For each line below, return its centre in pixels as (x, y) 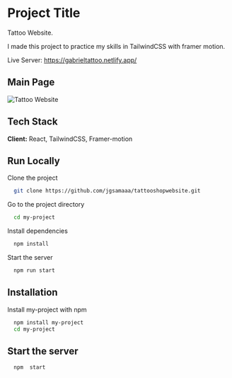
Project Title (44, 13)
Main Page (31, 82)
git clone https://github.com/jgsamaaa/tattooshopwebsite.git (107, 191)
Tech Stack (33, 122)
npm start (30, 367)
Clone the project (33, 178)
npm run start (34, 270)
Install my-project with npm (47, 309)
